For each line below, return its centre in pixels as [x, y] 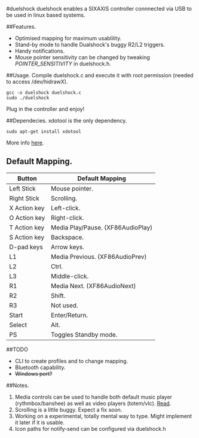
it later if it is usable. [39, 422]
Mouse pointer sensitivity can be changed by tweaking [82, 57]
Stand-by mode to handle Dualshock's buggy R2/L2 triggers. [90, 45]
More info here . [25, 143]
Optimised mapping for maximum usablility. [68, 38]
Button [27, 178]
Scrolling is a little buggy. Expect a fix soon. [68, 409]
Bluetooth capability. [40, 367]
